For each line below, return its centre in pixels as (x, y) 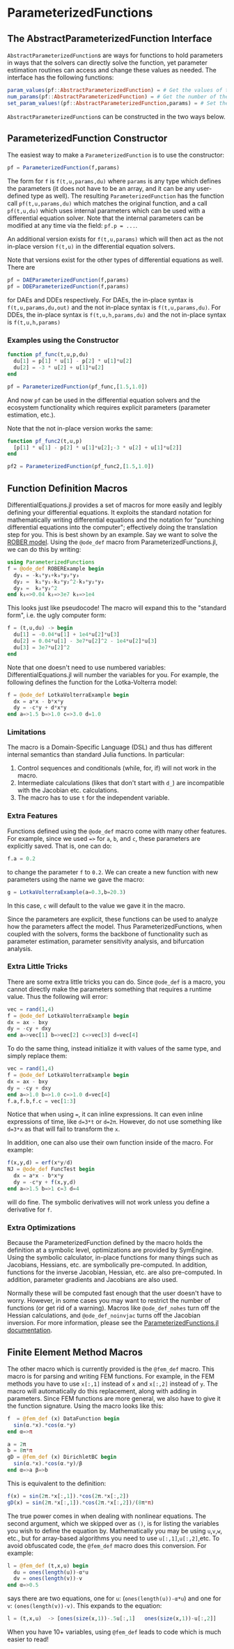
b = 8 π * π (20, 1450)
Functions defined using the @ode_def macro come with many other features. (117, 831)
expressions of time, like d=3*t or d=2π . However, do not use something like (115, 1122)
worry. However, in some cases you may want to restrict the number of (109, 1301)
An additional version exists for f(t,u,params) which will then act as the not (115, 239)
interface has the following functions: (61, 77)
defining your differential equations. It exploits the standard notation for (110, 513)
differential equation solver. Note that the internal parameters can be (106, 218)
